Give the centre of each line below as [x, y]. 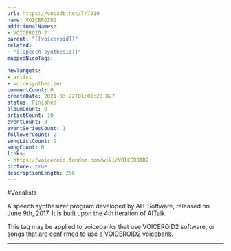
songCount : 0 [26, 148]
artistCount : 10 [30, 116]
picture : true [27, 166]
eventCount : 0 [27, 122]
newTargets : [24, 70]
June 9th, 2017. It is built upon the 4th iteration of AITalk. [87, 213]
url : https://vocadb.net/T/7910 [53, 13]
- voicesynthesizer [35, 83]
